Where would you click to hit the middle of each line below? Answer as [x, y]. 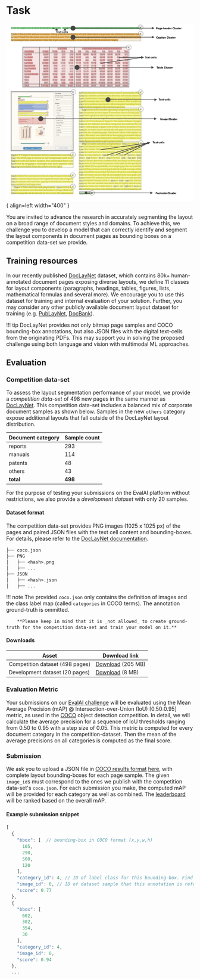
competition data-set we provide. [47, 242]
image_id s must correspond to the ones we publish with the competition [94, 782]
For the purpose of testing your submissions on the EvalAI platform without [98, 492]
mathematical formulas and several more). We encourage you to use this [95, 294]
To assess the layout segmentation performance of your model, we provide [98, 393]
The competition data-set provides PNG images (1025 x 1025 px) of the [93, 526]
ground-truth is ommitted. [38, 609]
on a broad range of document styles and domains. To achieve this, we [93, 223]
